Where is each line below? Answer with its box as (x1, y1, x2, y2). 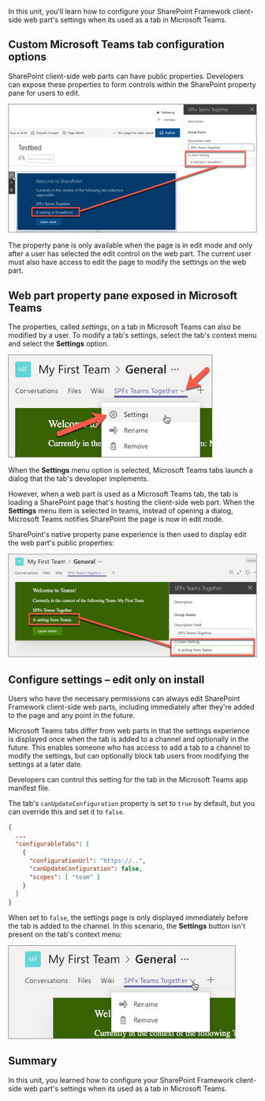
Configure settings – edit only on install (8, 672, 205, 687)
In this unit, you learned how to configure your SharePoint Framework (8, 1075, 234, 1084)
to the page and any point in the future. (8, 711, 136, 721)
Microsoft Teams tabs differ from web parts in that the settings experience (8, 726, 250, 736)
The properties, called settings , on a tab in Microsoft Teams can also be (8, 322, 241, 331)
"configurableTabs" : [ (15, 840, 90, 848)
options (8, 51, 47, 64)
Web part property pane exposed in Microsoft (8, 289, 238, 302)
